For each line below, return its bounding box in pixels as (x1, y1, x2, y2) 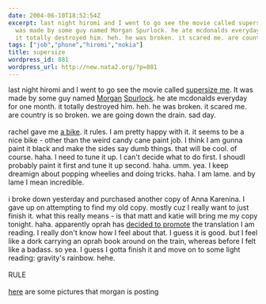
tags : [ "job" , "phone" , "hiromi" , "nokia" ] (8, 41, 144, 49)
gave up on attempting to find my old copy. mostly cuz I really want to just (8, 203, 249, 212)
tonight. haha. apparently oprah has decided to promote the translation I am (8, 219, 255, 229)
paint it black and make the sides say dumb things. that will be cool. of (8, 143, 237, 153)
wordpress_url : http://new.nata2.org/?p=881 (8, 63, 158, 71)
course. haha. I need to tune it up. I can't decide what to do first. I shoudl (8, 152, 245, 161)
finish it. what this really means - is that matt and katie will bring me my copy (8, 211, 258, 220)
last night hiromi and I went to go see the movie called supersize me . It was (8, 85, 253, 94)
